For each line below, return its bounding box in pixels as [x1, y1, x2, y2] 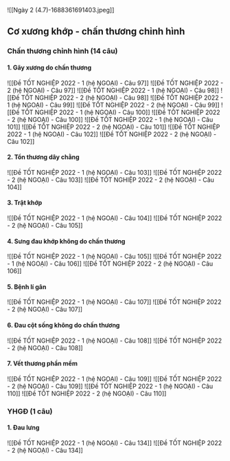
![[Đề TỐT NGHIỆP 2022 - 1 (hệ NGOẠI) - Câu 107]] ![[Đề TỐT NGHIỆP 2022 [7, 298, 222, 306]
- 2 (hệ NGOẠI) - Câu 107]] [7, 305, 83, 314]
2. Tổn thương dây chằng [7, 153, 80, 161]
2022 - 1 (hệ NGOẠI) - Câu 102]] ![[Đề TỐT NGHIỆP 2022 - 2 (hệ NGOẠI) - [7, 130, 217, 138]
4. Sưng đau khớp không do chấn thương [7, 237, 126, 245]
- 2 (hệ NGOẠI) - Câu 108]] [7, 343, 84, 352]
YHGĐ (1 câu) [7, 406, 53, 416]
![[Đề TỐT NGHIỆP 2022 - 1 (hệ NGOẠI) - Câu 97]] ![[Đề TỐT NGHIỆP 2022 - [7, 78, 224, 87]
